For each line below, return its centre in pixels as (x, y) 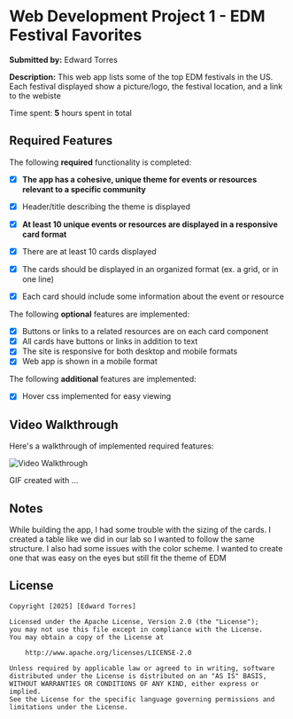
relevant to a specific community (84, 189)
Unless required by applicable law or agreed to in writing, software (142, 668)
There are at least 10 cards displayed (89, 251)
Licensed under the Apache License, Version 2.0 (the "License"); (134, 621)
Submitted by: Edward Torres (63, 59)
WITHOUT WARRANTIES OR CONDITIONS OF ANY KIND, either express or (134, 684)
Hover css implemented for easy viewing (96, 396)
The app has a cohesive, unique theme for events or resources (139, 179)
